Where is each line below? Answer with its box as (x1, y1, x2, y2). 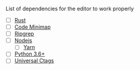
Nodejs (14, 37, 32, 44)
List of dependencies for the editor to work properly (5, 5, 134, 12)
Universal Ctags (14, 57, 55, 65)
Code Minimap (14, 23, 51, 31)
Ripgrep (14, 30, 34, 38)
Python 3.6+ (14, 50, 46, 57)
